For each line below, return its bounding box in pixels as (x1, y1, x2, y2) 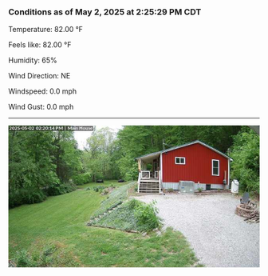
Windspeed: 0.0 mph (8, 86, 77, 96)
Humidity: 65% (8, 55, 57, 66)
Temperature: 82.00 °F (8, 25, 84, 34)
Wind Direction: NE (8, 71, 71, 81)
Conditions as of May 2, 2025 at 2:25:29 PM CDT (8, 6, 202, 18)
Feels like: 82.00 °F (8, 40, 72, 50)
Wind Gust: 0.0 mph (8, 102, 74, 112)
